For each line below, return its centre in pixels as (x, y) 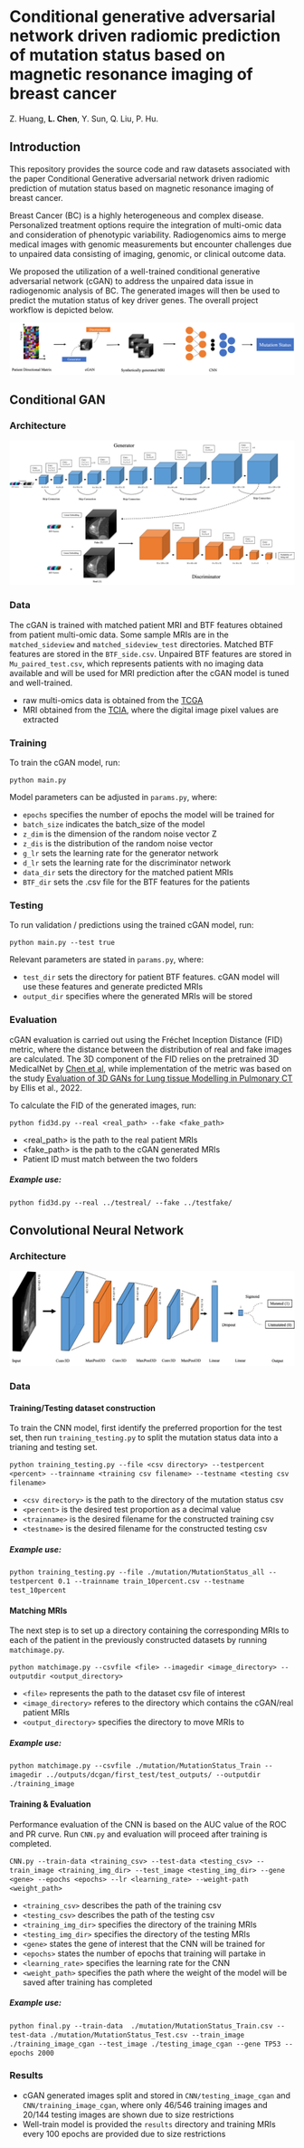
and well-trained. (41, 683)
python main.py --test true (62, 943)
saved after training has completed (87, 1982)
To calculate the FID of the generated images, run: (103, 1105)
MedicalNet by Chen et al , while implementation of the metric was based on (151, 1068)
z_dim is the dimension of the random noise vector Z (119, 834)
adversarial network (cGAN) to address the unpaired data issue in (131, 281)
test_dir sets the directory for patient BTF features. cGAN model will (151, 977)
